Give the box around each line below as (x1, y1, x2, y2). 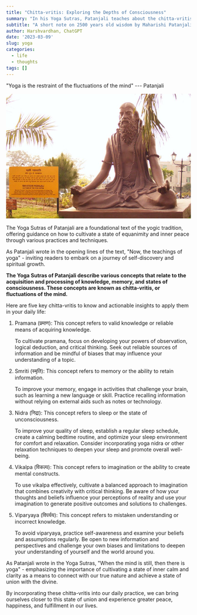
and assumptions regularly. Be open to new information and (14, 535, 159, 542)
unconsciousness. (14, 416, 59, 423)
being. (14, 452, 30, 459)
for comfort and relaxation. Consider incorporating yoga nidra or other (14, 440, 185, 447)
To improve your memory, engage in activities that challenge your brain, (14, 385, 189, 392)
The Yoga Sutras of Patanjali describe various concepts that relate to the (6, 271, 186, 278)
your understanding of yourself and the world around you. (14, 548, 155, 555)
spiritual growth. (6, 260, 46, 267)
